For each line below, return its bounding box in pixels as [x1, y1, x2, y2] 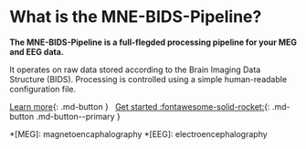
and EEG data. [9, 46, 64, 57]
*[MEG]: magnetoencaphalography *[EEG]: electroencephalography [9, 128, 268, 139]
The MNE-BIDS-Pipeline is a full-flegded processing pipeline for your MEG [9, 37, 298, 48]
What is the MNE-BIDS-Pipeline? [9, 6, 262, 27]
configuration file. [9, 83, 76, 94]
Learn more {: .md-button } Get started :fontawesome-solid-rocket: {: [9, 101, 270, 112]
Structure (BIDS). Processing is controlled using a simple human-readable [9, 73, 288, 84]
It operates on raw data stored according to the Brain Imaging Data [9, 64, 261, 75]
